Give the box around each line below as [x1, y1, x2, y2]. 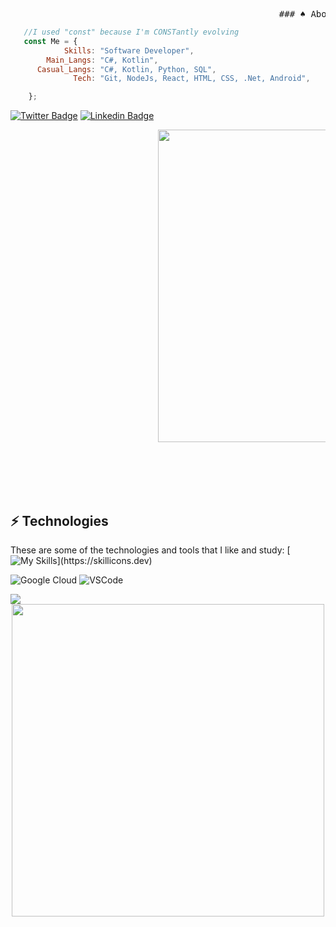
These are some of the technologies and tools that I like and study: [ [10, 544, 291, 556]
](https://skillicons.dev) [56, 554, 153, 566]
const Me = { [23, 36, 78, 46]
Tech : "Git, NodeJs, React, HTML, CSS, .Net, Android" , [73, 74, 311, 84]
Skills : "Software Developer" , [63, 45, 195, 56]
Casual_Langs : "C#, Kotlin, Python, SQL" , [36, 64, 217, 74]
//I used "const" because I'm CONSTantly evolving [23, 27, 240, 37]
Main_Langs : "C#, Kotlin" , [46, 55, 159, 65]
